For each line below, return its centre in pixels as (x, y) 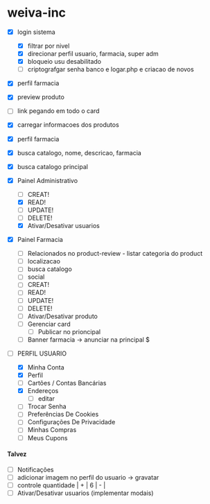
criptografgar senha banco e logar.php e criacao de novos (111, 69)
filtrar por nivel (49, 46)
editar (46, 399)
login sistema (36, 32)
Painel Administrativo (47, 180)
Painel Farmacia (40, 240)
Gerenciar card (49, 324)
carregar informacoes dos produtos (68, 125)
